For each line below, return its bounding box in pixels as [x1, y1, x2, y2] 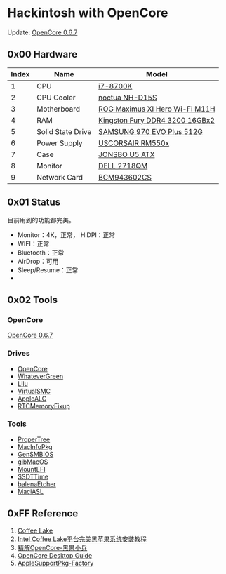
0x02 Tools [7, 293, 58, 306]
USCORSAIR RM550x [98, 138, 170, 148]
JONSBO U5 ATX [98, 149, 155, 159]
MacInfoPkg [17, 442, 53, 450]
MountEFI [17, 465, 46, 473]
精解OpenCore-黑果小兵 [17, 543, 88, 552]
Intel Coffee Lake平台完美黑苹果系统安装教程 [17, 535, 147, 543]
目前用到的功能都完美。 [7, 215, 75, 224]
